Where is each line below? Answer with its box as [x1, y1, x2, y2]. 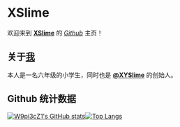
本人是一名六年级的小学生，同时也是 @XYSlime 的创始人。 [7, 71, 177, 79]
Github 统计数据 [7, 93, 77, 105]
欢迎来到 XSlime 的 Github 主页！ [7, 28, 103, 37]
